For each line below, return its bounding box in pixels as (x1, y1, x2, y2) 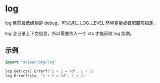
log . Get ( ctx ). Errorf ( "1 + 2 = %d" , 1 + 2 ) (5, 69, 94, 74)
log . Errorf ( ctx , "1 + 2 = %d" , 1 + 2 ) (5, 73, 85, 78)
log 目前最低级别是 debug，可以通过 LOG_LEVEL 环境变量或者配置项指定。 (5, 20, 158, 26)
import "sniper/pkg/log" (5, 60, 56, 65)
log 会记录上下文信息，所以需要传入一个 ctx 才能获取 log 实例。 (5, 30, 135, 36)
